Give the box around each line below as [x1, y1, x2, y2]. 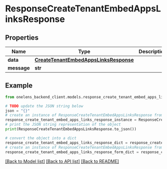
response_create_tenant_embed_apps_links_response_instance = [5, 117, 137, 122]
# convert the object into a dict [5, 135, 77, 141]
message [7, 65, 30, 71]
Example [5, 82, 33, 90]
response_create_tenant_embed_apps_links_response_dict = [5, 140, 128, 145]
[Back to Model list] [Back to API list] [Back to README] [5, 159, 119, 165]
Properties [5, 33, 39, 42]
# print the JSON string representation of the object [5, 122, 121, 127]
